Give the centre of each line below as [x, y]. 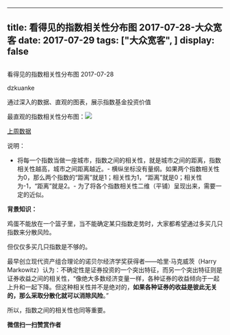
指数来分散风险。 [31, 232]
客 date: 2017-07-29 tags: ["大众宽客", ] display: [111, 41]
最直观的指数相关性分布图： [46, 116]
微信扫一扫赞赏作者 [34, 324]
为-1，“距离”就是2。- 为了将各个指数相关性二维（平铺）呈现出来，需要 [116, 186]
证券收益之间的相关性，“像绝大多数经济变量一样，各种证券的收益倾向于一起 [114, 278]
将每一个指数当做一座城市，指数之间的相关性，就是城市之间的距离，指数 [119, 160]
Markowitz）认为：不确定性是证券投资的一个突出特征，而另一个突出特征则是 [115, 270]
